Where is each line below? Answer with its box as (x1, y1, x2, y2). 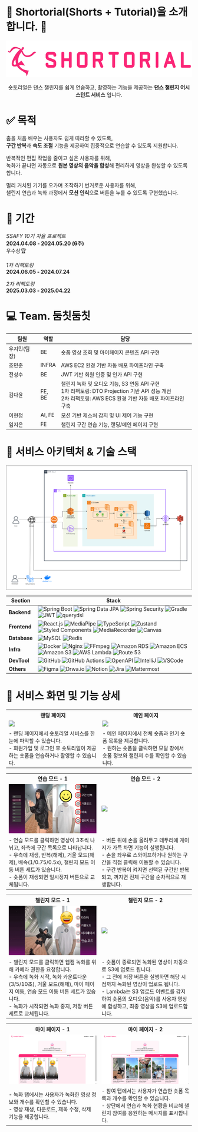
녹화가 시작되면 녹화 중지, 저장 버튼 (13, 1002, 93, 1009)
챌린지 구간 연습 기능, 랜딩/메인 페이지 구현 (61, 421, 159, 428)
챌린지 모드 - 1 (35, 896, 70, 904)
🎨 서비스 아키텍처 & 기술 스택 (6, 445, 137, 459)
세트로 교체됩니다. (8, 1009, 50, 1017)
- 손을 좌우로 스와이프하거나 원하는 (101, 852, 182, 859)
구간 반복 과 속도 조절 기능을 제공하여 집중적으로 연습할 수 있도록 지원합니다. (6, 142, 179, 149)
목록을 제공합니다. (108, 737, 150, 744)
